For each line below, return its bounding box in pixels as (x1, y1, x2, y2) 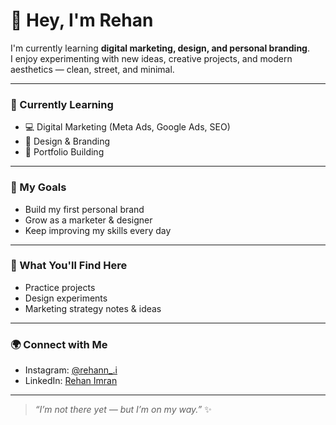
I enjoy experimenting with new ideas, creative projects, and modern (10, 52, 293, 64)
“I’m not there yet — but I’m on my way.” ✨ (34, 404, 212, 416)
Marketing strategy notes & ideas (24, 302, 162, 314)
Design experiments (24, 292, 108, 304)
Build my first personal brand (24, 203, 145, 215)
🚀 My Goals (10, 180, 67, 194)
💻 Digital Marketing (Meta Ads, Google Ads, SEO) (24, 121, 231, 133)
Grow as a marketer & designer (24, 214, 153, 226)
